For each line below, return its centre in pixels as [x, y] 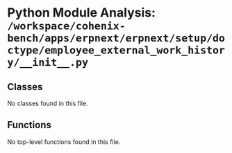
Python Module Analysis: [82, 13]
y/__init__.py [48, 63]
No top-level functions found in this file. [64, 142]
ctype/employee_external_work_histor [116, 50]
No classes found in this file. [48, 103]
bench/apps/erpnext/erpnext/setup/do [116, 38]
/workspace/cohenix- [67, 26]
